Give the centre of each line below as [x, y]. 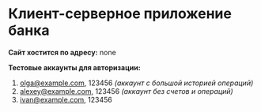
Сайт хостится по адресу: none [62, 52]
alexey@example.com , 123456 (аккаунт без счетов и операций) [126, 91]
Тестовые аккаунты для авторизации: [74, 67]
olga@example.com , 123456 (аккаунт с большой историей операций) [136, 83]
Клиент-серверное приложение [120, 14]
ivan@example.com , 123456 [66, 99]
